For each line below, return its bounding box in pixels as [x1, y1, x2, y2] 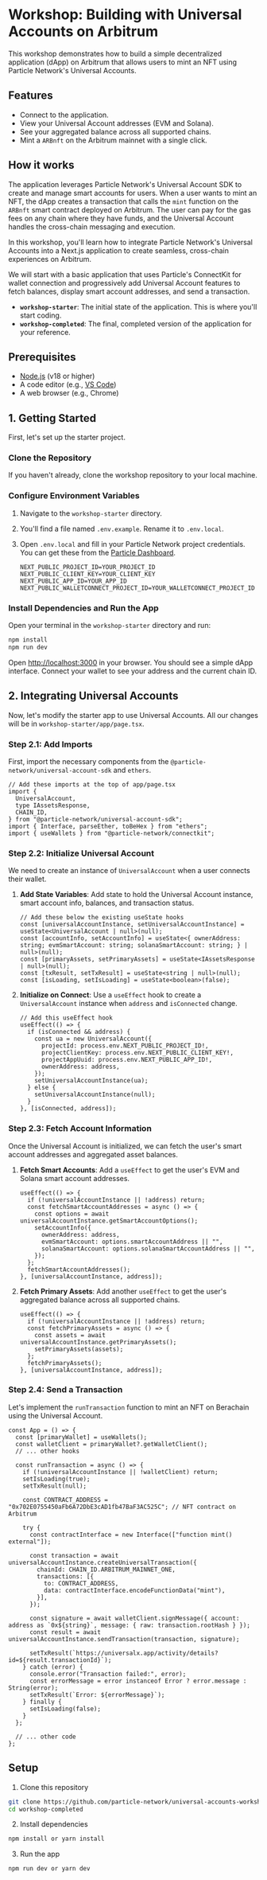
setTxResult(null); [22, 1482, 87, 1490]
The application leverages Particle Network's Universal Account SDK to [8, 179, 242, 189]
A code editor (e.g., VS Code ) [19, 380, 117, 389]
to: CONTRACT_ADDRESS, [43, 1579, 119, 1587]
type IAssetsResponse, [15, 802, 91, 809]
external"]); [8, 1538, 52, 1546]
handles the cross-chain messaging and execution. [8, 221, 176, 232]
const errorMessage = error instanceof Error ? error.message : [29, 1677, 247, 1685]
